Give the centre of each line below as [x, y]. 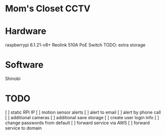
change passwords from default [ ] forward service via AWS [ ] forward [77, 123]
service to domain [23, 128]
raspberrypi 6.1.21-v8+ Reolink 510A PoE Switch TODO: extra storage [75, 45]
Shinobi [13, 79]
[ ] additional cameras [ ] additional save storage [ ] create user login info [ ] [82, 117]
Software [24, 65]
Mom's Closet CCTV [48, 9]
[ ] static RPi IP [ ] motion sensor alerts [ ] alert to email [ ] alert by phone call [83, 112]
